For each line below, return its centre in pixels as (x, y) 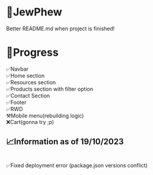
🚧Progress (32, 52)
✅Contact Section (28, 96)
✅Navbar (17, 69)
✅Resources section (31, 82)
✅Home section (26, 75)
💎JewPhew (34, 12)
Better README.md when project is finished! (60, 28)
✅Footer (16, 102)
